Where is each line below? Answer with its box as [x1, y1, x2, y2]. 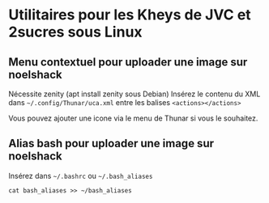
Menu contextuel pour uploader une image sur [8, 55, 248, 69]
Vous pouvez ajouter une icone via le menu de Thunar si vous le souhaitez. [8, 113, 258, 123]
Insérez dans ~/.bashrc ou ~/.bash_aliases [8, 171, 153, 180]
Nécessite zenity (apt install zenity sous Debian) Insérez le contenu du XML [8, 89, 261, 99]
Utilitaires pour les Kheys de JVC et [8, 6, 251, 24]
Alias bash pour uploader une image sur [8, 137, 215, 150]
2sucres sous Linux [8, 23, 143, 41]
